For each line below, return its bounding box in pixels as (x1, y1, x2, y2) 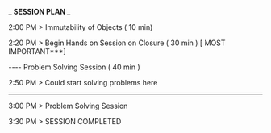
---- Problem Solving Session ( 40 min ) (8, 62, 141, 72)
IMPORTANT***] (8, 47, 66, 56)
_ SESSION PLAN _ (8, 7, 71, 16)
